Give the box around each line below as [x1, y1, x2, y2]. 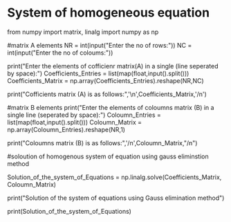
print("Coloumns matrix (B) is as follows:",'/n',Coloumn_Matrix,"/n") [7, 138, 198, 147]
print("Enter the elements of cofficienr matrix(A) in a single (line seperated [7, 62, 219, 70]
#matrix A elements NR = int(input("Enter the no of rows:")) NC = [7, 41, 192, 49]
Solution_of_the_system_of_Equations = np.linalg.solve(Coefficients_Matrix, [7, 173, 222, 181]
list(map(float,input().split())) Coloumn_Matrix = [7, 118, 142, 126]
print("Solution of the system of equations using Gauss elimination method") [7, 194, 225, 202]
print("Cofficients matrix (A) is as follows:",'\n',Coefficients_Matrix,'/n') [7, 90, 207, 98]
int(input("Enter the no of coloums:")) [7, 48, 113, 57]
